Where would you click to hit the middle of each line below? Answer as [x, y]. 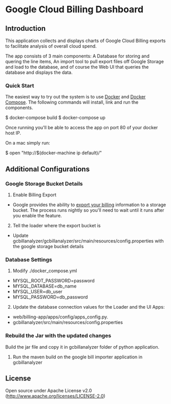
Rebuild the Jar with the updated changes [58, 336]
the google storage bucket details [48, 246]
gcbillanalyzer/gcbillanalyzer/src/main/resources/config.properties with [88, 241]
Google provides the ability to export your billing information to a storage [89, 205]
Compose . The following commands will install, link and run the [72, 102]
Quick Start [20, 86]
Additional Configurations [48, 169]
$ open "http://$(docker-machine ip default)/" [54, 153]
